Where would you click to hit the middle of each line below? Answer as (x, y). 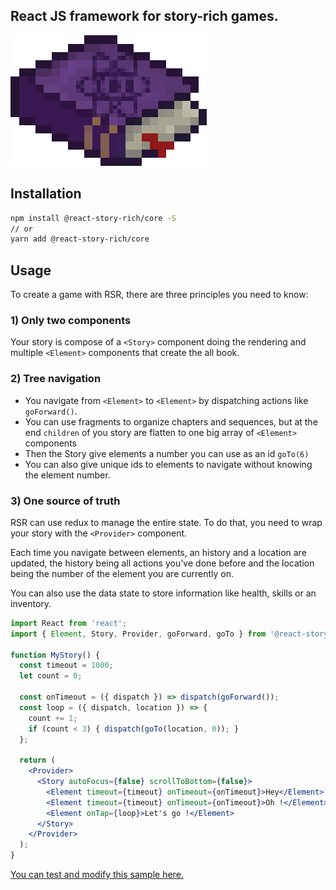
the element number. (67, 475)
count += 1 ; (53, 718)
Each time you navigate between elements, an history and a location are (158, 552)
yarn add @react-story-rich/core (80, 239)
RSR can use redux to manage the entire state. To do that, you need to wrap (166, 522)
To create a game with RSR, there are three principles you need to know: (159, 295)
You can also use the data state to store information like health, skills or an (163, 593)
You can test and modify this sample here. (97, 875)
